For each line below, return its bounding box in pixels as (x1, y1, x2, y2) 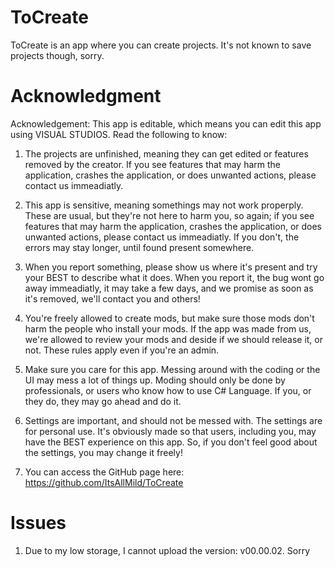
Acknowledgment (10, 85, 162, 108)
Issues (10, 512, 67, 535)
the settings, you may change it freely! (24, 446, 183, 458)
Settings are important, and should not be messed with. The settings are (24, 414, 323, 426)
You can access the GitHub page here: (24, 466, 185, 478)
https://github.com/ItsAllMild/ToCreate (24, 476, 184, 488)
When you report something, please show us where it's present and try (24, 261, 318, 273)
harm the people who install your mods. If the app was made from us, (24, 322, 312, 335)
